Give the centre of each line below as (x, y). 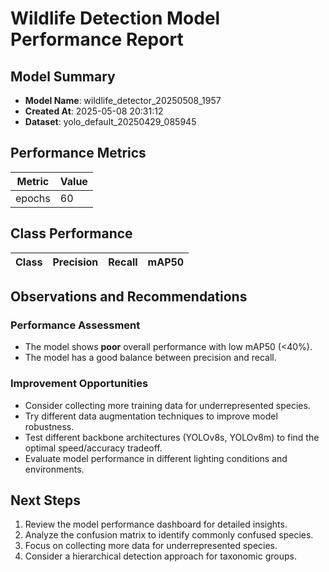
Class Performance (71, 233)
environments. (54, 469)
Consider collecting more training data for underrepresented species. (167, 405)
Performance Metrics (78, 153)
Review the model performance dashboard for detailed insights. (156, 524)
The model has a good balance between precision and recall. (150, 358)
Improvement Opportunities (79, 384)
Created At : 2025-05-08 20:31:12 (94, 111)
